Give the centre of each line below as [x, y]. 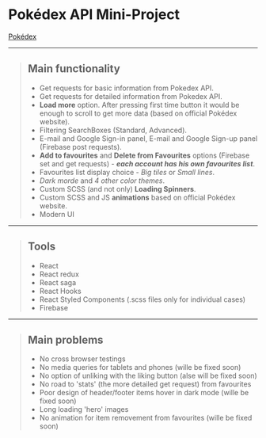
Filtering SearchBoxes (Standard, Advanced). [113, 130]
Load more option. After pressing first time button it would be [139, 105]
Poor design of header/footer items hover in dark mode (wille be [144, 393]
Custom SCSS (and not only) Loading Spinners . [118, 189]
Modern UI [57, 214]
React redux [59, 274]
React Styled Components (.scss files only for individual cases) [142, 299]
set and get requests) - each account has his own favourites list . [147, 163]
